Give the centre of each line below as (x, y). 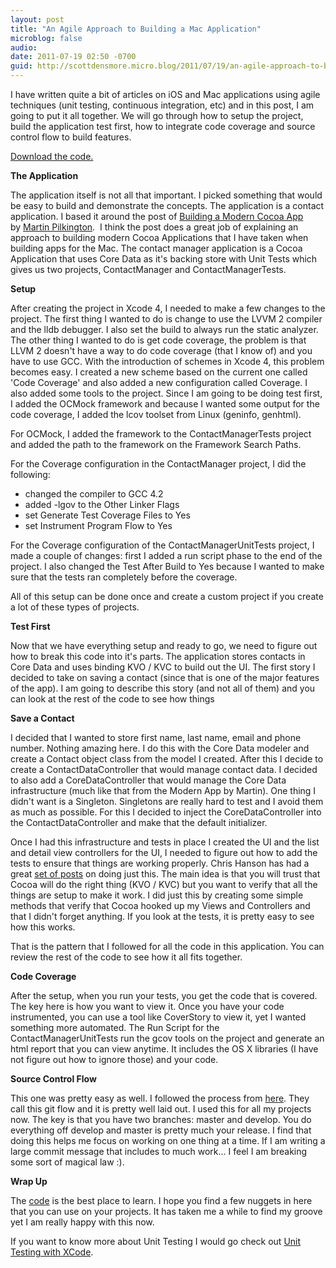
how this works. (43, 927)
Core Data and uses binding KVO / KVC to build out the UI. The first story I (163, 667)
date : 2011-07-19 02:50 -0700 (73, 57)
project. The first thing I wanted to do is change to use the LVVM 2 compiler (166, 319)
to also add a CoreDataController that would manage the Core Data (148, 780)
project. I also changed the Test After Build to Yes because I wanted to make (167, 566)
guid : (21, 66)
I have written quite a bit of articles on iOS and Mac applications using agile (165, 94)
